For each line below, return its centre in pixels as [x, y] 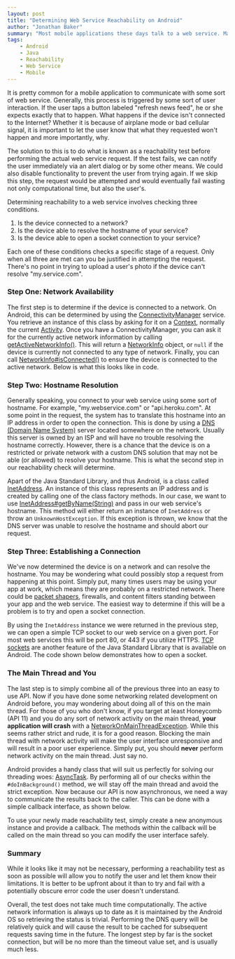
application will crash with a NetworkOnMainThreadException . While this [113, 726]
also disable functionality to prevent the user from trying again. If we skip [113, 173]
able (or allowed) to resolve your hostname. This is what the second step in [115, 460]
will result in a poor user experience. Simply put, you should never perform [115, 748]
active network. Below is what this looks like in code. [83, 366]
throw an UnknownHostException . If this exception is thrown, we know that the [117, 518]
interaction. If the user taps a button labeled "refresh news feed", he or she [115, 107]
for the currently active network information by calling [85, 337]
